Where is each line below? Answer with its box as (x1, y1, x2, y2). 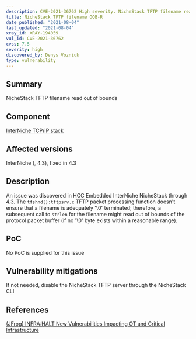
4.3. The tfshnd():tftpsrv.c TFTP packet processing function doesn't (6, 198, 176, 205)
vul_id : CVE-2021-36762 (6, 36, 64, 41)
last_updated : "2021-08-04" (6, 25, 75, 31)
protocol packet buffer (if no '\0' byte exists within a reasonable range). (6, 217, 178, 224)
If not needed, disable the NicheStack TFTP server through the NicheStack (6, 282, 186, 289)
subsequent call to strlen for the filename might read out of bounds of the (6, 210, 185, 217)
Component (6, 112, 51, 122)
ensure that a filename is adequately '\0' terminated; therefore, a (6, 204, 162, 211)
